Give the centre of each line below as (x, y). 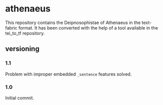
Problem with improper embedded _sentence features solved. (68, 74)
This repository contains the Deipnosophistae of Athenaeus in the (73, 22)
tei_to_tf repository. (25, 33)
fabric (11, 27)
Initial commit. (20, 97)
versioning (22, 49)
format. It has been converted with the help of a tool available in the (88, 27)
